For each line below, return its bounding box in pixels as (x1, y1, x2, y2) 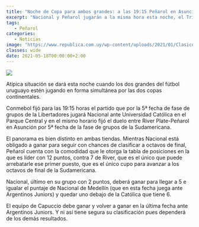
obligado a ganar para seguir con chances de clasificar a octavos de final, (6, 141, 187, 149)
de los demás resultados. (6, 215, 68, 222)
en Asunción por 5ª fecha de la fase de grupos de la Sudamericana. (6, 123, 172, 131)
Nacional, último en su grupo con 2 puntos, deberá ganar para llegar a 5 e (6, 178, 187, 185)
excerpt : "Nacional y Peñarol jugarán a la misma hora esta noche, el (6, 14, 184, 20)
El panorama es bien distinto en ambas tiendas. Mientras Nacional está (6, 135, 179, 142)
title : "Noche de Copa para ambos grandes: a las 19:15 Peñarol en (6, 8, 176, 15)
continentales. (6, 93, 41, 100)
